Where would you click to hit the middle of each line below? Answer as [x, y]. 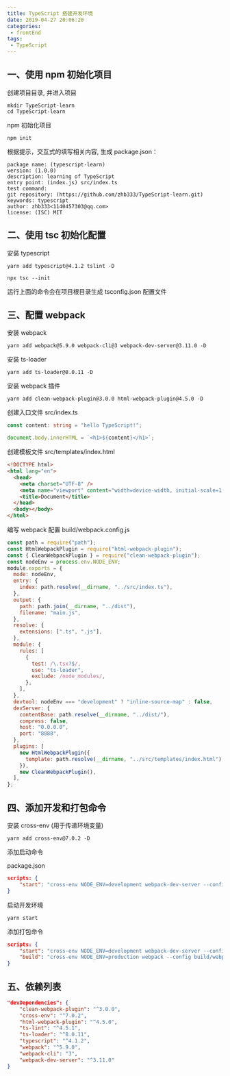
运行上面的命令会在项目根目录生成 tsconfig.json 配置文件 [87, 291]
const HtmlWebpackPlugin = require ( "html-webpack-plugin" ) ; [95, 549]
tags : [15, 39]
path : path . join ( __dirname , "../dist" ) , [78, 606]
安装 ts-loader [27, 360]
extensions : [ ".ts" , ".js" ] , [61, 632]
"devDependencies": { [38, 1003]
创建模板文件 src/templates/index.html [61, 452]
